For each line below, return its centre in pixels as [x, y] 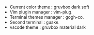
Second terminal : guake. [34, 22]
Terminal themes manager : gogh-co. [47, 17]
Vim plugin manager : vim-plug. [41, 12]
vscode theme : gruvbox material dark [48, 27]
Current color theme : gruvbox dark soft [49, 7]
